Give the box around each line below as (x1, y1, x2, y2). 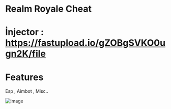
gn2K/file (5, 48, 46, 60)
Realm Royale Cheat (5, 3, 92, 15)
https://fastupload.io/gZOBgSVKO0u (5, 37, 166, 49)
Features (5, 71, 44, 83)
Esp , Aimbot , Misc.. (5, 88, 48, 94)
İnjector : (5, 26, 44, 38)
